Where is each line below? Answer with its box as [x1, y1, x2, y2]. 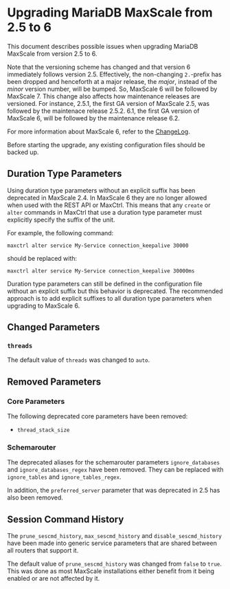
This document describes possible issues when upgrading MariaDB [7, 42, 198, 50]
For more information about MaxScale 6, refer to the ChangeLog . [7, 127, 190, 136]
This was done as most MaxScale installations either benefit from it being [7, 567, 215, 575]
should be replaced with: [7, 254, 78, 262]
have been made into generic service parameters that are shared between [7, 539, 218, 548]
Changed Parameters [7, 321, 100, 333]
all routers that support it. [7, 546, 79, 555]
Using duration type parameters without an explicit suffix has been [7, 186, 196, 194]
